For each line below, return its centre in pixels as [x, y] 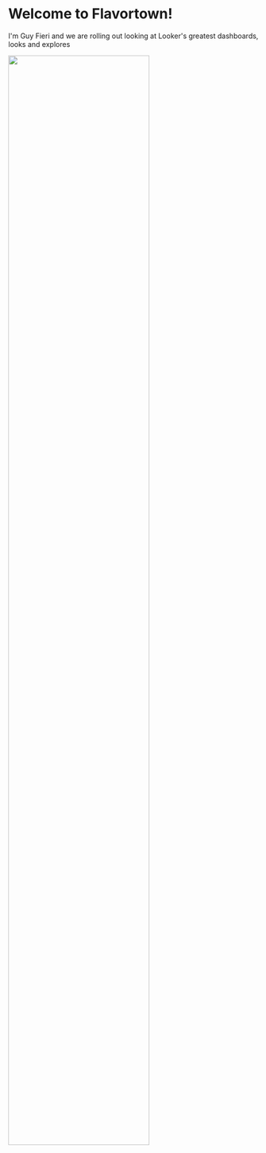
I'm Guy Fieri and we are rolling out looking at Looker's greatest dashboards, [133, 36]
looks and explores [39, 44]
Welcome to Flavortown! [91, 14]
